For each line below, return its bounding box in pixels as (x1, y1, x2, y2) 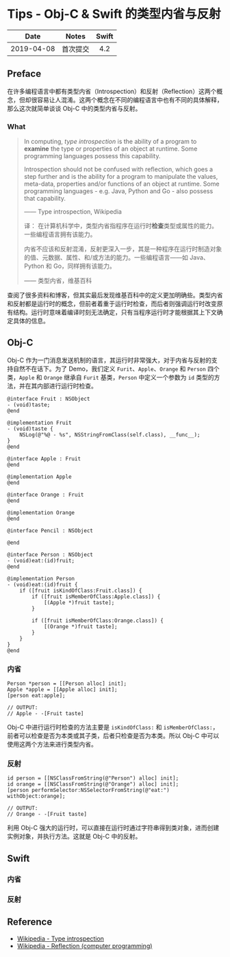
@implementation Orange (7, 509, 75, 516)
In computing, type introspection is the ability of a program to (23, 138, 197, 146)
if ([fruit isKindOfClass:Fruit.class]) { (19, 587, 142, 594)
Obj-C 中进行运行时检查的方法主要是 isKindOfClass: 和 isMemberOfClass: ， (7, 723, 219, 732)
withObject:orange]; (7, 793, 66, 800)
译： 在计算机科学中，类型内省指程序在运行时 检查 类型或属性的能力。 (23, 222, 218, 230)
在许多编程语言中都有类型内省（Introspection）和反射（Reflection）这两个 (7, 87, 217, 95)
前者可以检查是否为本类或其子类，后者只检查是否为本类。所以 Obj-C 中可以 (7, 732, 220, 740)
